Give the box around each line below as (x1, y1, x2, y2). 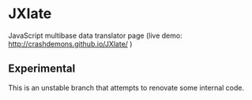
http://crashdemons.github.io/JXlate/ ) (8, 39, 133, 48)
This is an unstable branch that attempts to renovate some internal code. (8, 83, 245, 92)
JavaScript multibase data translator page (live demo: (8, 31, 183, 40)
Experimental (8, 62, 76, 76)
